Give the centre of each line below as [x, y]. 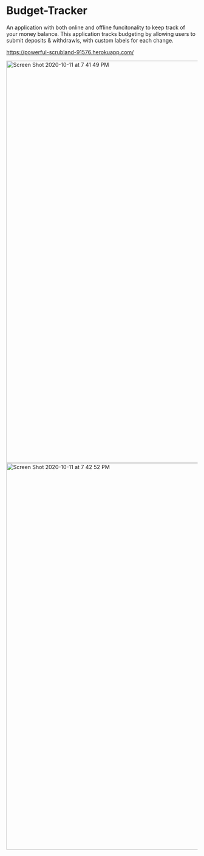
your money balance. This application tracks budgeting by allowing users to [101, 33]
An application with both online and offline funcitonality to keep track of [96, 27]
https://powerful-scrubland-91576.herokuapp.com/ [70, 52]
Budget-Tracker [47, 11]
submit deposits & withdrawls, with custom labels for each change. [90, 40]
